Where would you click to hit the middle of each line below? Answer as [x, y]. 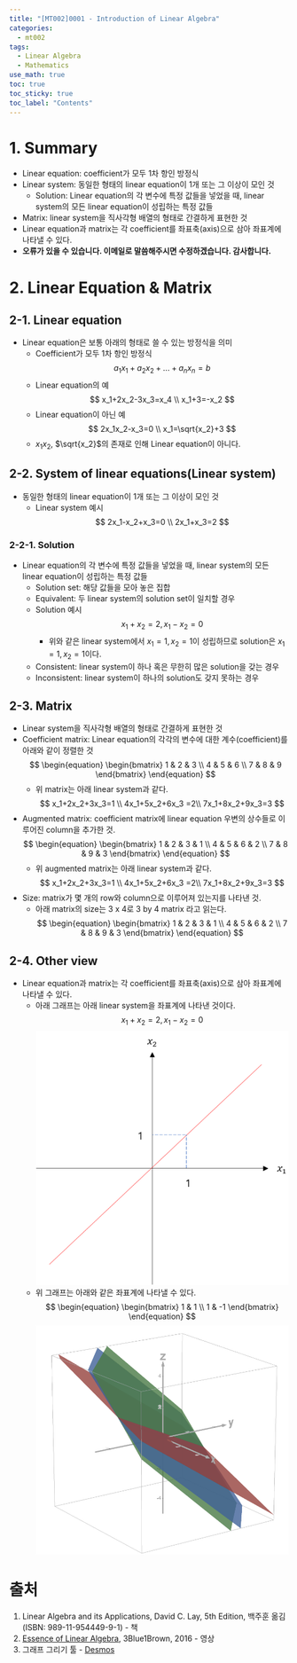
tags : [19, 47]
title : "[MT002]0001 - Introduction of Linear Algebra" [114, 19]
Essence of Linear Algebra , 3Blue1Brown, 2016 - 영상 [118, 1638]
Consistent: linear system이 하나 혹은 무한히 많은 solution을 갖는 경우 [157, 666]
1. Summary [54, 148]
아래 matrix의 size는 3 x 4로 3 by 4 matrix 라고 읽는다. [131, 909]
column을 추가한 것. [81, 830]
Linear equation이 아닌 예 [80, 415]
